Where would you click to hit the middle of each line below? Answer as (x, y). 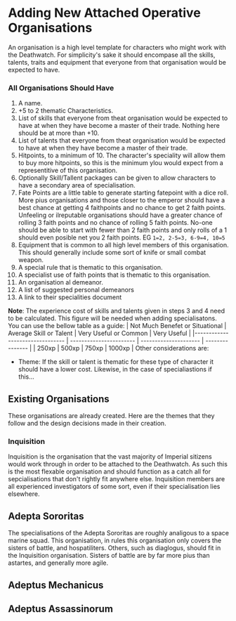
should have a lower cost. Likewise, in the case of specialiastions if (115, 370)
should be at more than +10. (59, 133)
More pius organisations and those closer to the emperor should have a (122, 200)
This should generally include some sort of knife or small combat (112, 253)
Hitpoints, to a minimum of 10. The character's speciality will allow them (122, 155)
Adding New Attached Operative (104, 13)
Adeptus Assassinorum (60, 609)
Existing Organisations (59, 399)
